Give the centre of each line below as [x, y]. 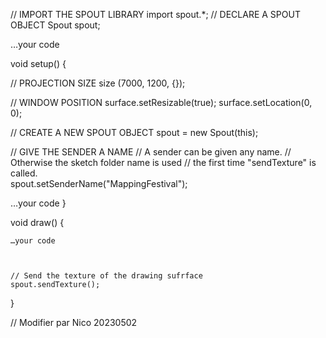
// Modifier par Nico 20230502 [74, 322]
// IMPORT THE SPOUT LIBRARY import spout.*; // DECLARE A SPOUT [155, 14]
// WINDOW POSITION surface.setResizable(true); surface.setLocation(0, [161, 102]
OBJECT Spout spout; [55, 25]
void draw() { [37, 222]
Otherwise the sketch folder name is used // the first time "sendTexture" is [163, 162]
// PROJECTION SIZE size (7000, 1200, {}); [98, 83]
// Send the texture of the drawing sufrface [106, 276]
